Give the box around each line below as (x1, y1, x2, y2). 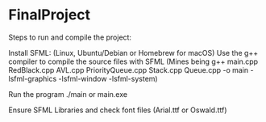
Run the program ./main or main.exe (8, 89, 127, 99)
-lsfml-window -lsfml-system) (58, 74, 159, 83)
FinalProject (8, 6, 91, 24)
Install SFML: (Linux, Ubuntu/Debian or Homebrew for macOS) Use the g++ (8, 48, 259, 57)
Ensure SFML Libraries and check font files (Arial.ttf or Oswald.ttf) (8, 105, 227, 115)
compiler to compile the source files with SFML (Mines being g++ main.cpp (8, 57, 259, 66)
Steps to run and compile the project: (8, 32, 131, 42)
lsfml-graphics (8, 74, 57, 83)
